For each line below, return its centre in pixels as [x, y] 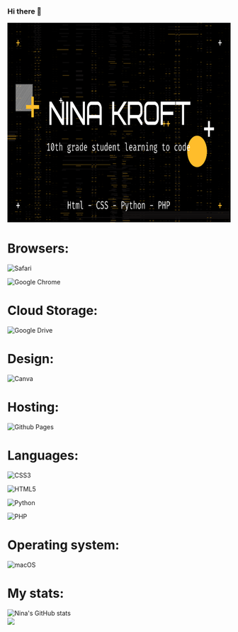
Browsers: [38, 249]
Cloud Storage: [52, 311]
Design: [31, 359]
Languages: [43, 456]
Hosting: [33, 408]
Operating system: [63, 545]
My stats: [36, 593]
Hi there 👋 [25, 11]
